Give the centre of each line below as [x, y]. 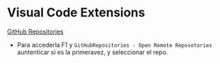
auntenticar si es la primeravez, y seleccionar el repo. [92, 52]
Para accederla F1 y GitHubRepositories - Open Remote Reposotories [114, 45]
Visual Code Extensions [76, 13]
